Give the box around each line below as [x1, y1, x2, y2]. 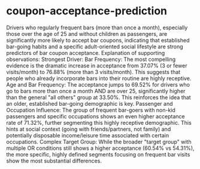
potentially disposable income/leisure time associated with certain [6, 131, 169, 139]
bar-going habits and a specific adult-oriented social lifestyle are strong [6, 43, 184, 50]
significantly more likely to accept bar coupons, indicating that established [6, 36, 190, 44]
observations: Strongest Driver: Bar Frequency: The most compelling [6, 56, 176, 63]
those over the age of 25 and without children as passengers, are [6, 30, 168, 37]
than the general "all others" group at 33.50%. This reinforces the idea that [6, 94, 191, 101]
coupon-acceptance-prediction [6, 4, 168, 18]
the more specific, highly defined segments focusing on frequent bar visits [6, 150, 190, 158]
